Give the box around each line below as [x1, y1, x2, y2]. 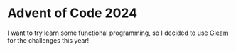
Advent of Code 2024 [7, 5, 137, 21]
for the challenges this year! [7, 36, 90, 44]
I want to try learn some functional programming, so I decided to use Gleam [7, 28, 229, 37]
